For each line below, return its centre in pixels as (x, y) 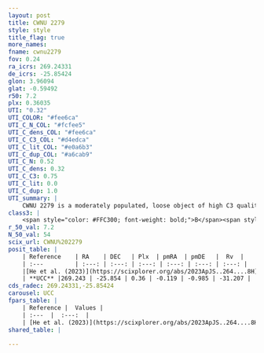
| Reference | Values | (63, 307)
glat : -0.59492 (33, 88)
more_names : (27, 45)
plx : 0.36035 (29, 103)
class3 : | (24, 213)
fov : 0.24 (24, 60)
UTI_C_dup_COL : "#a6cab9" (50, 154)
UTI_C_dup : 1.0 (33, 191)
